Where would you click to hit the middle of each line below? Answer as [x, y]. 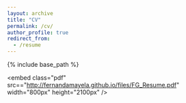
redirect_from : [29, 39]
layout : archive [30, 13]
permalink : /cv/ [30, 26]
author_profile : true [38, 32]
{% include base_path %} [43, 64]
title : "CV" [24, 20]
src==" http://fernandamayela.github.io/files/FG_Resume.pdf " [93, 85]
